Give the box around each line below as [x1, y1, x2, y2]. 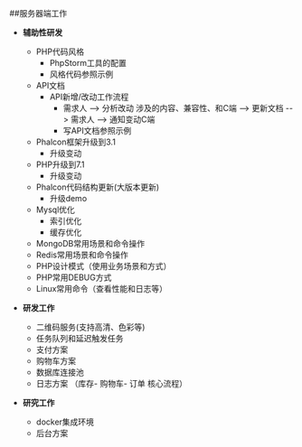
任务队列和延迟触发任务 [35, 333, 124, 343]
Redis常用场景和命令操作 [35, 249, 128, 260]
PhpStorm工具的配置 [49, 58, 127, 68]
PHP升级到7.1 [35, 159, 85, 170]
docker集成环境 [35, 416, 95, 427]
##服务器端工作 [9, 8, 68, 18]
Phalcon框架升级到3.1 [35, 136, 116, 147]
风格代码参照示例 [49, 69, 114, 79]
